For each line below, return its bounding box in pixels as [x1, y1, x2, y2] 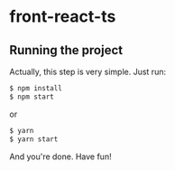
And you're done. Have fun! [9, 151, 112, 162]
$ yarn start [9, 134, 59, 144]
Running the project [9, 43, 124, 58]
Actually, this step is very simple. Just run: [9, 66, 167, 77]
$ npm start [9, 92, 54, 101]
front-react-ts [9, 6, 116, 27]
